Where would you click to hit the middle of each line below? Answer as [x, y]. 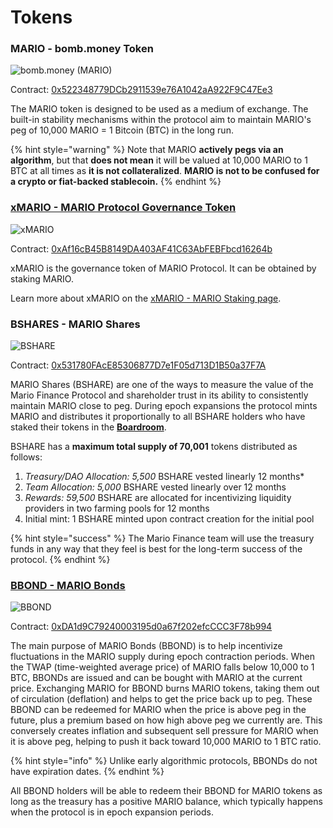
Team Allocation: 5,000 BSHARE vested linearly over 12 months [155, 487]
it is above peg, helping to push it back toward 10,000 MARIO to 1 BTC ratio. [166, 742]
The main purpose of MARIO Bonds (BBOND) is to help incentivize [146, 646]
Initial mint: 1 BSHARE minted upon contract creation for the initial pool [169, 519]
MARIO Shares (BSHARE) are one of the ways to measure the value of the [162, 385]
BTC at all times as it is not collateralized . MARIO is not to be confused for [165, 171]
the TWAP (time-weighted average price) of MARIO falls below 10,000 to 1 [162, 667]
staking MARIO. [42, 278]
